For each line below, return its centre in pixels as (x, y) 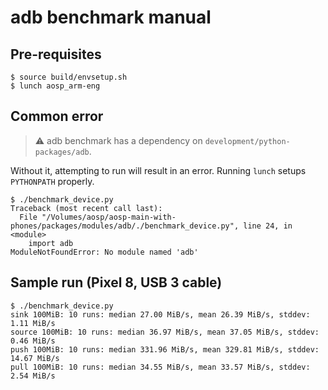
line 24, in (268, 226)
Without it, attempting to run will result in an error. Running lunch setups (158, 170)
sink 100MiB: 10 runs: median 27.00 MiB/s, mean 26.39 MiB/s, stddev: (160, 314)
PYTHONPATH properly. (52, 181)
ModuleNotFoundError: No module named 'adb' (104, 252)
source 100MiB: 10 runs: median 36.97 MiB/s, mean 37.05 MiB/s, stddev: (165, 332)
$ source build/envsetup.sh (69, 77)
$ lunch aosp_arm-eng (55, 86)
